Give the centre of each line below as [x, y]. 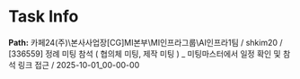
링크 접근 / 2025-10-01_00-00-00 [79, 65]
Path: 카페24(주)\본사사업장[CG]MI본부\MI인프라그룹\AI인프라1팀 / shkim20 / [146, 42]
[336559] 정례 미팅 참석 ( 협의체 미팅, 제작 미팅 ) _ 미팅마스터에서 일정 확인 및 [145, 53]
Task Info [44, 17]
